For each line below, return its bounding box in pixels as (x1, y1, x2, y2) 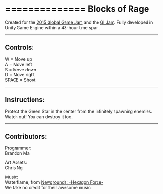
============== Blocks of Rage (5, 3, 149, 15)
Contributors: (5, 132, 47, 141)
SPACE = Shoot (5, 77, 36, 83)
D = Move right (5, 71, 35, 77)
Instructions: (5, 96, 45, 104)
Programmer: (5, 145, 32, 151)
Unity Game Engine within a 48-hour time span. (5, 24, 100, 30)
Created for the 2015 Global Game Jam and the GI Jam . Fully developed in (5, 19, 153, 25)
